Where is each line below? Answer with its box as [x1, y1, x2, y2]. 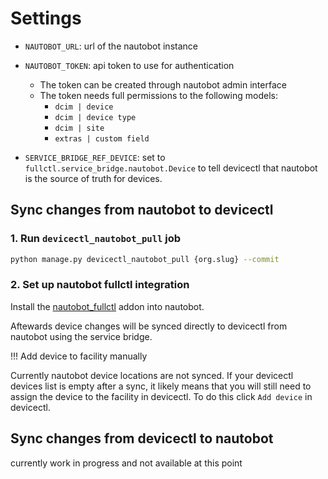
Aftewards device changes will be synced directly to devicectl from [10, 320, 288, 332]
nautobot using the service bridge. [10, 330, 153, 342]
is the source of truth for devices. [24, 172, 163, 184]
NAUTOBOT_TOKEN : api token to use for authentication [24, 59, 235, 71]
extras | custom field [54, 133, 150, 144]
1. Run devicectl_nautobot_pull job [10, 232, 182, 246]
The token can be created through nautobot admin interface [39, 78, 287, 91]
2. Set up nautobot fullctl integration [10, 278, 190, 292]
